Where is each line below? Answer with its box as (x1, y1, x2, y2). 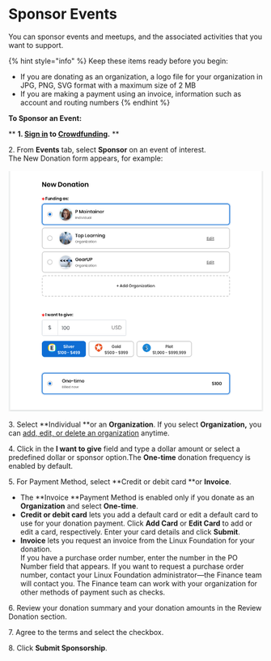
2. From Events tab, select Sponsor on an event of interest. (8, 144, 206, 154)
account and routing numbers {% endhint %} (19, 97, 171, 107)
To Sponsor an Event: (8, 113, 83, 122)
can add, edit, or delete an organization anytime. (8, 427, 170, 438)
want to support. (8, 40, 64, 49)
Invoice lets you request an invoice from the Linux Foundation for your (19, 535, 255, 545)
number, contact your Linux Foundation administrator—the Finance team (19, 569, 262, 580)
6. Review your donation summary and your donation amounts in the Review (8, 603, 262, 612)
